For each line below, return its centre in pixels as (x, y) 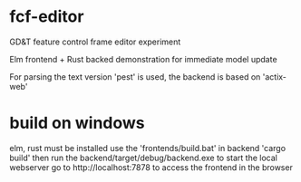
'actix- (275, 77)
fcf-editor (47, 17)
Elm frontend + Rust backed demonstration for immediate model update (144, 59)
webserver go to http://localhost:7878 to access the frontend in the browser (151, 167)
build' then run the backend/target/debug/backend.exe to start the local (144, 158)
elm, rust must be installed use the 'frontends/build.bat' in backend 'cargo (148, 148)
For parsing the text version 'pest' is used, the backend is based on (135, 77)
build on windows (77, 123)
